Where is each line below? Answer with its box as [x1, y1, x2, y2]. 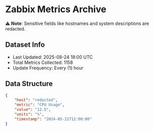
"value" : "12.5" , [14, 107, 51, 112]
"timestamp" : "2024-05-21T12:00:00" [14, 116, 93, 121]
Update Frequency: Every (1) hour [12, 64, 84, 71]
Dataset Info [5, 41, 45, 49]
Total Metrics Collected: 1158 [12, 59, 73, 65]
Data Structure [5, 80, 53, 88]
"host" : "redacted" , [14, 97, 58, 103]
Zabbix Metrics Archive [5, 4, 107, 15]
